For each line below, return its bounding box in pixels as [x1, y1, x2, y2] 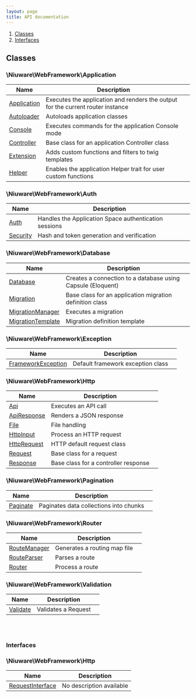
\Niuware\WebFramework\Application [6, 71, 117, 79]
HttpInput [9, 431, 35, 439]
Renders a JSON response [51, 411, 124, 419]
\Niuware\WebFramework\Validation [6, 580, 112, 588]
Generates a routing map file [55, 544, 133, 552]
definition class [65, 298, 108, 306]
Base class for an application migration [65, 290, 172, 299]
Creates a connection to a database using [65, 274, 180, 282]
